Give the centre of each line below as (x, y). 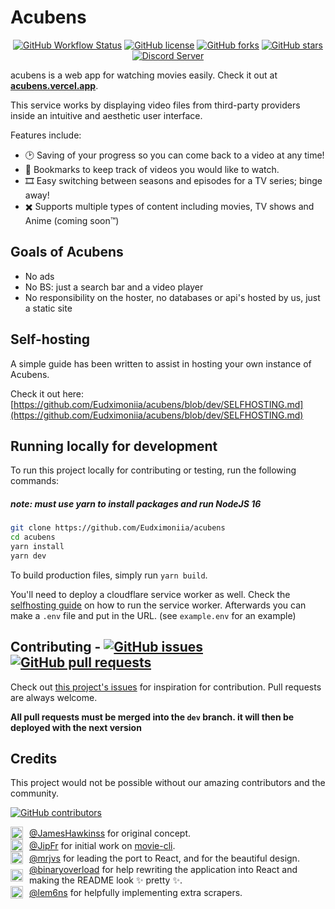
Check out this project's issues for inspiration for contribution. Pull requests (166, 687)
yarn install (37, 547)
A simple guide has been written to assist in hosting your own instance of (161, 363)
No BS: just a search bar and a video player (114, 287)
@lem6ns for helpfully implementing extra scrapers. (136, 892)
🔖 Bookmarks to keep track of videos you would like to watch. (152, 169)
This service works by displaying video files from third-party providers (155, 105)
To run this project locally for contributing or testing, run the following (153, 470)
